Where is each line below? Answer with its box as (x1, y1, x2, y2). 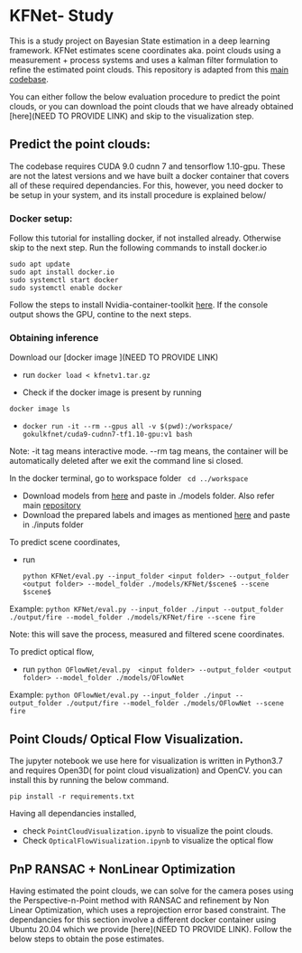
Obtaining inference (9, 331, 99, 344)
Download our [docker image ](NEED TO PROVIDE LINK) (9, 352, 219, 363)
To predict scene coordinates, (9, 537, 121, 548)
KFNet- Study (9, 5, 114, 26)
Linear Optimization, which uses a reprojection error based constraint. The (9, 904, 287, 915)
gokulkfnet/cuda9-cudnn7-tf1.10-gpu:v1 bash (22, 430, 193, 439)
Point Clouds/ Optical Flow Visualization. (9, 731, 244, 747)
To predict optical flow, (9, 646, 95, 657)
